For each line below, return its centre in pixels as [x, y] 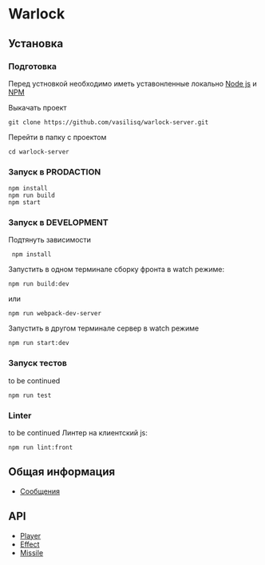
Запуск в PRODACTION [55, 171]
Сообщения [40, 491]
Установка [36, 44]
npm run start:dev [39, 343]
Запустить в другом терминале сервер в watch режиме [104, 328]
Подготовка [33, 66]
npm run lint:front [41, 448]
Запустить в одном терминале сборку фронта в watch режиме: [117, 270]
